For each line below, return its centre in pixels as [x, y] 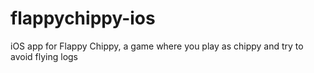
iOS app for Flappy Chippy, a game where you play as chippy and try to [157, 46]
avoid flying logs [44, 56]
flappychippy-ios [83, 18]
